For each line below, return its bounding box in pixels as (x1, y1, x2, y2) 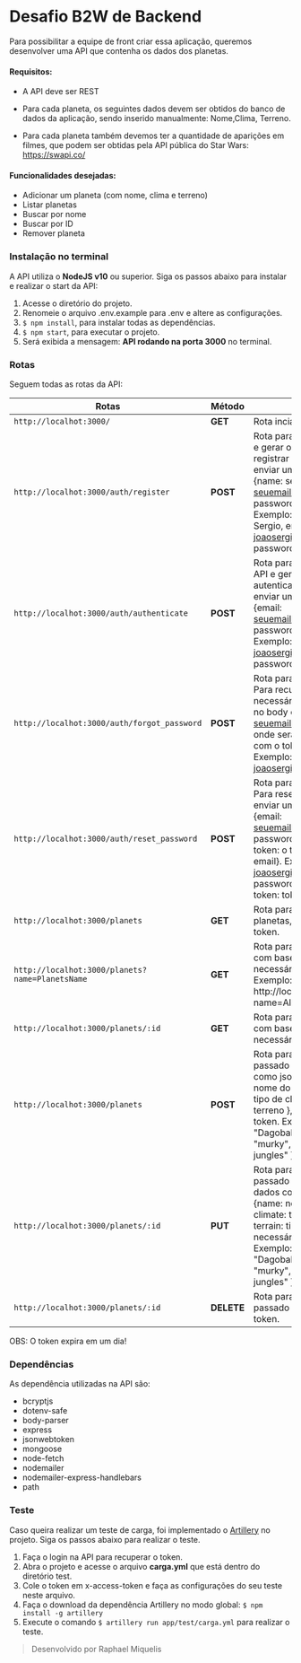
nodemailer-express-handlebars (21, 1472, 142, 1483)
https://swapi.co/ (21, 150, 86, 161)
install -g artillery (21, 1608, 103, 1617)
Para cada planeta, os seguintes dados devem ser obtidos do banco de (21, 103, 286, 114)
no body (254, 705, 288, 718)
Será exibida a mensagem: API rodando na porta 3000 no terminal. (21, 336, 272, 346)
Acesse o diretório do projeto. (21, 298, 133, 309)
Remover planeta (21, 228, 85, 239)
